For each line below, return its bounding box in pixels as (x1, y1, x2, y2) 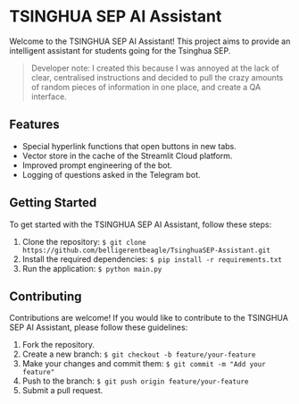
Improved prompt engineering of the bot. (21, 159, 172, 171)
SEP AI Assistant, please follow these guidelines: (9, 322, 188, 332)
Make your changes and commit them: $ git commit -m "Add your (21, 358, 266, 369)
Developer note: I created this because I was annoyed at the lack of (30, 63, 279, 73)
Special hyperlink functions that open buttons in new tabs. (21, 140, 237, 151)
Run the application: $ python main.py (21, 263, 162, 274)
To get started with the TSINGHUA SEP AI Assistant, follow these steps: (9, 219, 272, 230)
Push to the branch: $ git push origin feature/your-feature (21, 375, 249, 386)
